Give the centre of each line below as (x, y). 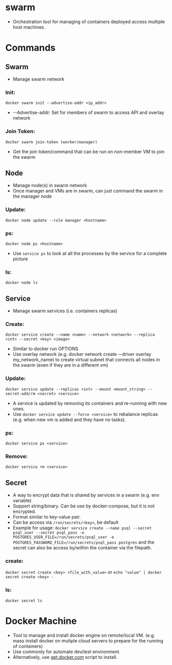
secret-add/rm (21, 394)
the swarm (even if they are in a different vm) (61, 365)
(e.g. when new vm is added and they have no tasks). (69, 420)
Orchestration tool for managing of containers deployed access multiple (89, 22)
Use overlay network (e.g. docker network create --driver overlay (82, 354)
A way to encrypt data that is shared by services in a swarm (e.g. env (86, 495)
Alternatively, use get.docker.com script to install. (65, 657)
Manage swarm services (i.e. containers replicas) (65, 311)
